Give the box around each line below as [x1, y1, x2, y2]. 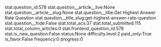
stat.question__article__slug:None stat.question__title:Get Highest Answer [5, 9, 156, 15]
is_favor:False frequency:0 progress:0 [5, 36, 83, 42]
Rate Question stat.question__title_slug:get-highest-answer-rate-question [5, 15, 156, 20]
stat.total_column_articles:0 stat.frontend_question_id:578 [5, 25, 124, 31]
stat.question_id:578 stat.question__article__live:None [5, 4, 115, 10]
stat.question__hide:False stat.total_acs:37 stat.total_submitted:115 [5, 20, 141, 26]
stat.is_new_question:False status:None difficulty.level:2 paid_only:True [5, 31, 151, 36]
